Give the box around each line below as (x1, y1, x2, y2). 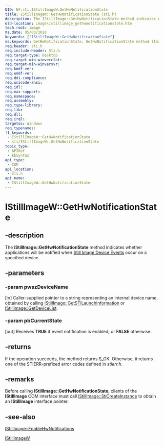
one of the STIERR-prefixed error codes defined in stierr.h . (5, 361, 123, 367)
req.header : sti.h (5, 44, 42, 49)
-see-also (5, 413, 36, 421)
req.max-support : (5, 89, 41, 94)
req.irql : (5, 116, 25, 122)
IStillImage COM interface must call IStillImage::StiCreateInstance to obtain (5, 393, 156, 399)
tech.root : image (5, 25, 41, 30)
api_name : (5, 176, 25, 181)
